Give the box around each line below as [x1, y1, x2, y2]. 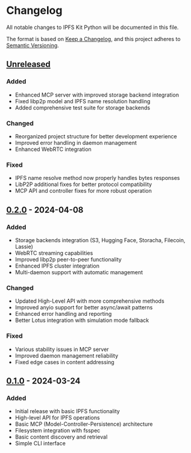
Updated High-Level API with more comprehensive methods [14, 297, 164, 305]
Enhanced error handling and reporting [14, 310, 112, 318]
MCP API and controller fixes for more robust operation [14, 187, 152, 194]
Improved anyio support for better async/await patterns [14, 304, 153, 311]
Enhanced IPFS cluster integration [14, 262, 99, 269]
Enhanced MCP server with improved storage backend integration [14, 91, 180, 98]
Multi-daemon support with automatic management [14, 268, 143, 275]
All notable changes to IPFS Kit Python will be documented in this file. [6, 24, 179, 31]
